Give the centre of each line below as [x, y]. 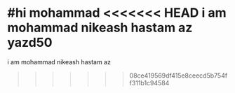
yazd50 [30, 43]
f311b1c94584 [149, 83]
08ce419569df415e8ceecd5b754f [179, 76]
